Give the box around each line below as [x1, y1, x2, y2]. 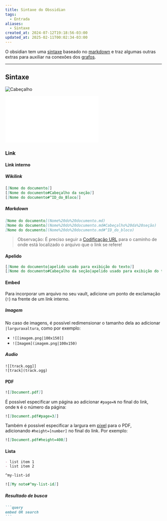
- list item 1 [5, 459, 35, 464]
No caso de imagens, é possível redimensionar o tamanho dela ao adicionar [5, 320, 161, 326]
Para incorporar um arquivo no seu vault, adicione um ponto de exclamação [5, 290, 161, 296]
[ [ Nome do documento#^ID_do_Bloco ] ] [5, 195, 81, 200]
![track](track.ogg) [5, 368, 48, 373]
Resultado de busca [5, 493, 48, 499]
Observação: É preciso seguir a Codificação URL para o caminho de [17, 237, 158, 243]
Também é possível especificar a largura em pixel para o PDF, [5, 423, 132, 429]
